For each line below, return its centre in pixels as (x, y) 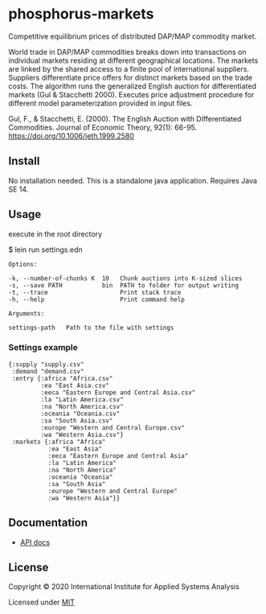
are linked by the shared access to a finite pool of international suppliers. (129, 68)
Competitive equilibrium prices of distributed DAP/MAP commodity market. (133, 36)
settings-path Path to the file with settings (91, 328)
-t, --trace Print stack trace (95, 292)
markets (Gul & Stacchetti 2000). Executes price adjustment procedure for (131, 94)
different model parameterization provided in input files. (100, 103)
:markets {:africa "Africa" (59, 442)
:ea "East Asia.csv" (75, 385)
